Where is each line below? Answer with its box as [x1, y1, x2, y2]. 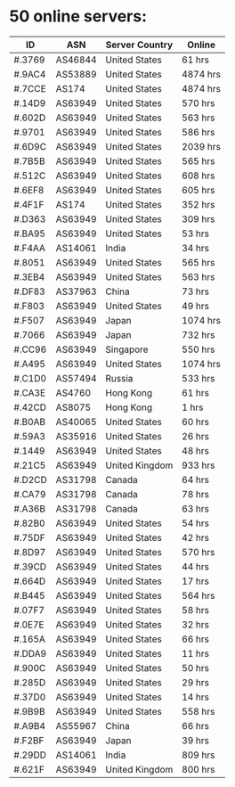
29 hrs [182, 676, 210, 688]
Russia [105, 372, 134, 384]
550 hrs [182, 343, 215, 356]
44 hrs [182, 560, 210, 572]
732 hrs [182, 328, 215, 340]
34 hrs [182, 242, 210, 254]
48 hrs [182, 444, 210, 456]
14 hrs [182, 691, 210, 703]
